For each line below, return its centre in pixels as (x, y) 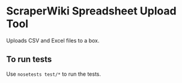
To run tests (29, 59)
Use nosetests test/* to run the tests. (53, 74)
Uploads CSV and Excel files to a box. (53, 40)
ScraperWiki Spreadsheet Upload (91, 11)
